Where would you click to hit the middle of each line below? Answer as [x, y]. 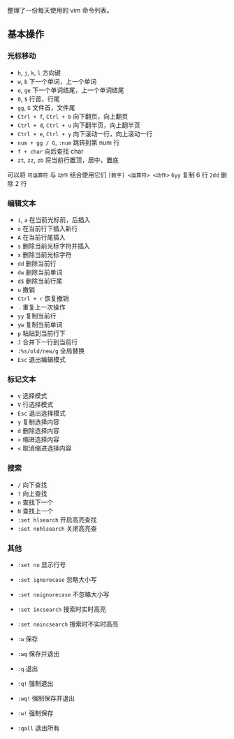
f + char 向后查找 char [50, 151]
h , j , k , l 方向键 [39, 73]
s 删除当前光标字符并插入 [53, 246]
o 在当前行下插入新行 [47, 228]
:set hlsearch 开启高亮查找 [57, 520]
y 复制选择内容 [38, 422]
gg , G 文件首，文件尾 [46, 108]
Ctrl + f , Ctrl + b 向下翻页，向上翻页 [73, 116]
